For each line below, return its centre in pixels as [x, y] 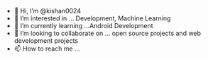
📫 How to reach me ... [47, 48]
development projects [46, 41]
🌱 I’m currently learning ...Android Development [84, 26]
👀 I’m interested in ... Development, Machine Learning [92, 18]
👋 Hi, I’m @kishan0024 [48, 11]
